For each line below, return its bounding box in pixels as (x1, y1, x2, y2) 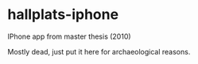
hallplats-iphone (7, 6, 119, 24)
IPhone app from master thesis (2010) (7, 32, 132, 41)
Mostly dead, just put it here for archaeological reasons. (7, 47, 191, 56)
